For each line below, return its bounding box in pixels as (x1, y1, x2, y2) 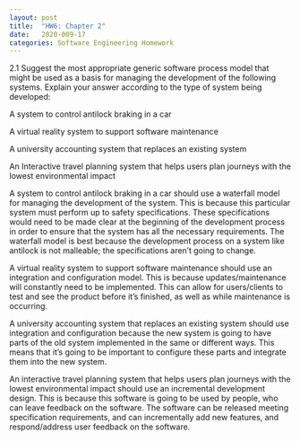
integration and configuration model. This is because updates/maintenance (9, 272, 287, 283)
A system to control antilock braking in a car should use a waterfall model (9, 188, 280, 198)
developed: (9, 92, 51, 102)
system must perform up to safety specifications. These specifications (9, 207, 270, 218)
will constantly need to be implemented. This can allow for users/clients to (9, 282, 284, 293)
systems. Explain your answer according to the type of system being (9, 82, 262, 93)
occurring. (9, 301, 47, 312)
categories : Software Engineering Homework (9, 38, 175, 48)
